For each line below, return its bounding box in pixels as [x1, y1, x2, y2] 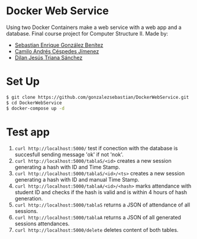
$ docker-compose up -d [6, 105, 65, 111]
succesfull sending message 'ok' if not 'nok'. [14, 151, 124, 158]
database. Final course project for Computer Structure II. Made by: [6, 30, 169, 37]
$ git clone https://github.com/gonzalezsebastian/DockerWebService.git [6, 94, 189, 100]
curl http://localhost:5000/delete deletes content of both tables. [14, 227, 179, 234]
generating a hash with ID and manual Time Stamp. [14, 176, 140, 183]
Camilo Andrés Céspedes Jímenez [14, 47, 99, 54]
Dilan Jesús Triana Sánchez [14, 54, 83, 61]
